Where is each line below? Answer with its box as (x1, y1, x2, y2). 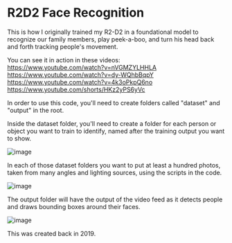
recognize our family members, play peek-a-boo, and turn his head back (7, 35, 215, 43)
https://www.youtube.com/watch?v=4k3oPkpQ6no (7, 78, 153, 86)
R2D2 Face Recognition (7, 5, 145, 21)
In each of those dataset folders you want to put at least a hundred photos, (7, 161, 221, 169)
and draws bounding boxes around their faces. (7, 202, 141, 210)
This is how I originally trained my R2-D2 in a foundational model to (7, 28, 199, 36)
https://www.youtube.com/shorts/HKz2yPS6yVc (7, 85, 145, 93)
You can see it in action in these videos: (7, 55, 121, 64)
